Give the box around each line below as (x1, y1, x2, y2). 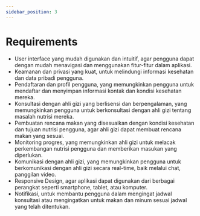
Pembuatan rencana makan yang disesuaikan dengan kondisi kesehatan (14, 119, 195, 126)
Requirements (5, 34, 78, 48)
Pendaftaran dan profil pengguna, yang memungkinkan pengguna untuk (14, 80, 195, 88)
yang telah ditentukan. (14, 203, 70, 210)
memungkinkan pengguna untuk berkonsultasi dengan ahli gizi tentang (14, 106, 192, 114)
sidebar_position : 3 (5, 8, 58, 15)
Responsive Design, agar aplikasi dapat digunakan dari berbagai (14, 177, 175, 185)
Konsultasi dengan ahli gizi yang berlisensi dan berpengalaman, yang (14, 100, 187, 107)
